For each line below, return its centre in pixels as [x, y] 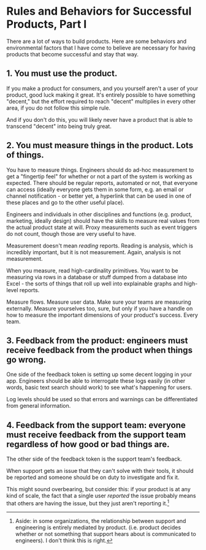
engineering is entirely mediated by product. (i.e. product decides [98, 527]
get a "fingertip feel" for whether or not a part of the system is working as [99, 176]
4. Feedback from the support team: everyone [96, 425]
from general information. [39, 406]
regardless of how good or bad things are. [88, 444]
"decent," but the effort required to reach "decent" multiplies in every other [101, 101]
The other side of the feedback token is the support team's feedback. [94, 459]
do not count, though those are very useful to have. [71, 233]
